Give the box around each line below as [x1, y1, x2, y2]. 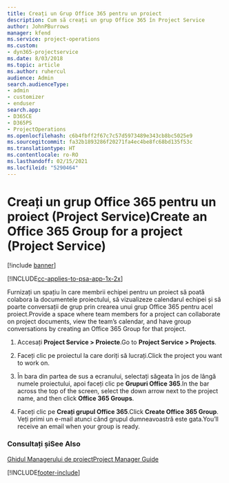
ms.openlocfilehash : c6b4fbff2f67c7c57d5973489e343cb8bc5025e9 [7, 132, 193, 139]
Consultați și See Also [7, 439, 81, 449]
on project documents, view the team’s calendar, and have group [7, 317, 192, 325]
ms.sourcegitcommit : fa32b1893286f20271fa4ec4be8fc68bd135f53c [7, 139, 193, 146]
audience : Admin [7, 74, 54, 82]
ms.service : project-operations [7, 36, 100, 43]
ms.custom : [7, 42, 39, 49]
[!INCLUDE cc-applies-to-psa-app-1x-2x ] [7, 274, 123, 283]
